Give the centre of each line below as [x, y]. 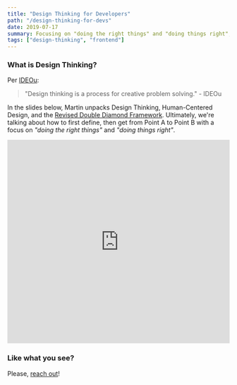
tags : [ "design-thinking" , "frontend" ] [66, 40]
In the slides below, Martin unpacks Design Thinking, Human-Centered [110, 107]
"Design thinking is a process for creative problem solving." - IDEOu [123, 94]
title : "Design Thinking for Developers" [69, 14]
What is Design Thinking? [52, 65]
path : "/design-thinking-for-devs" [60, 20]
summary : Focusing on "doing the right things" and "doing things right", [120, 34]
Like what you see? [41, 358]
